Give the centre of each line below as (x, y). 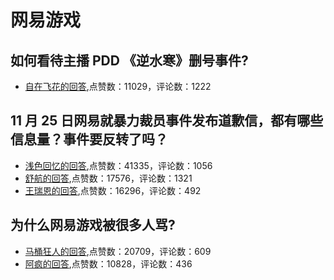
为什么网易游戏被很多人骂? (93, 225)
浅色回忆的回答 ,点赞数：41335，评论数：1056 (118, 165)
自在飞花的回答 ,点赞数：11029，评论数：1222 (118, 86)
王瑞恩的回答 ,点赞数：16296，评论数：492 (113, 190)
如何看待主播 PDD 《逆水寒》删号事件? (129, 60)
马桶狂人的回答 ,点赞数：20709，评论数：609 (118, 251)
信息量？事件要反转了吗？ (89, 139)
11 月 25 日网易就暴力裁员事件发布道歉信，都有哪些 (167, 121)
